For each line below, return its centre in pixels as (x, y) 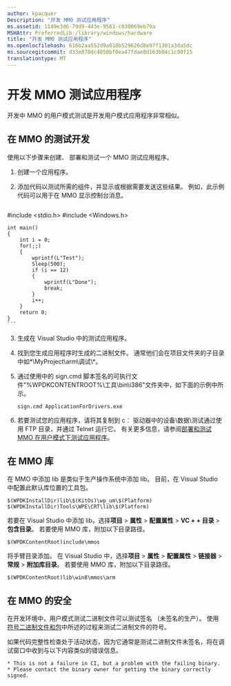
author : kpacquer (32, 13)
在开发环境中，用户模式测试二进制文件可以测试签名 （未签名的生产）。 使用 (113, 618)
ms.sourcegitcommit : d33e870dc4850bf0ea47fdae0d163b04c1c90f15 (100, 53)
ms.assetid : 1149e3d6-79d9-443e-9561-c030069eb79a (81, 26)
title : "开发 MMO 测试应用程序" (49, 39)
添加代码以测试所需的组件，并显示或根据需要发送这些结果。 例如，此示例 (121, 187)
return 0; (34, 312)
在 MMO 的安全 (40, 601)
